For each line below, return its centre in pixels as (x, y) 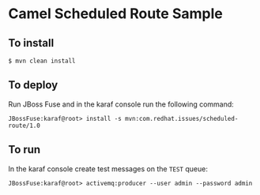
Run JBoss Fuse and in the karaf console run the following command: (121, 104)
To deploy (33, 85)
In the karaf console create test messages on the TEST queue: (108, 169)
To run (24, 150)
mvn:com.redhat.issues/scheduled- (182, 118)
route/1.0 (24, 126)
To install (31, 43)
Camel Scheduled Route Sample (115, 14)
